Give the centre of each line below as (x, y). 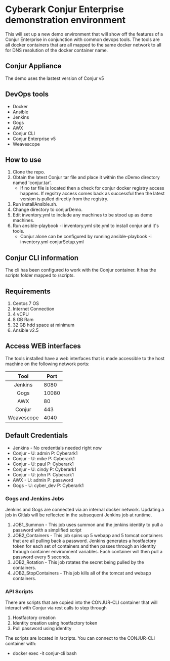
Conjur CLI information (42, 258)
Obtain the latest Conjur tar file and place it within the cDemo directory (86, 178)
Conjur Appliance (33, 66)
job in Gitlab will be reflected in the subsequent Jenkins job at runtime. (79, 515)
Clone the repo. (29, 172)
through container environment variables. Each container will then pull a (88, 551)
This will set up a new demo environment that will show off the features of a (84, 34)
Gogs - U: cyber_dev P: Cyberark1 (48, 485)
